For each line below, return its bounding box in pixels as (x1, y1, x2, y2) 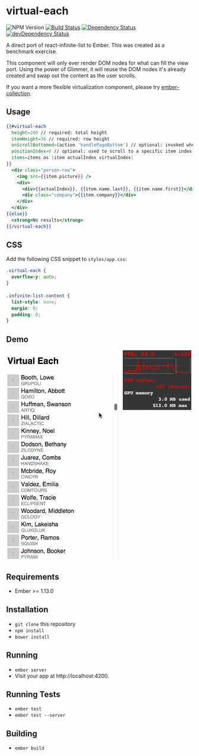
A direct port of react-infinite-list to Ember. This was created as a (6, 42, 165, 49)
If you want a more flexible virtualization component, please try (6, 83, 161, 90)
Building (6, 728, 37, 739)
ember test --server (14, 713, 66, 719)
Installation (6, 605, 49, 615)
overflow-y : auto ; (11, 274, 57, 280)
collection (6, 90, 30, 97)
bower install (14, 634, 50, 640)
